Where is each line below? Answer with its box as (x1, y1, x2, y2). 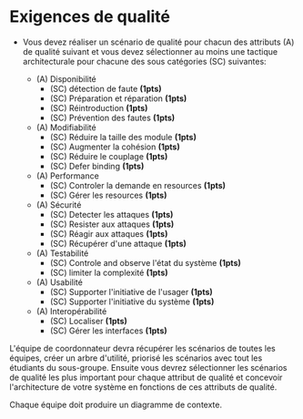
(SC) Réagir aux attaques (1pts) (49, 228, 168, 239)
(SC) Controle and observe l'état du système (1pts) (49, 257, 241, 268)
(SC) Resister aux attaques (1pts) (49, 219, 175, 230)
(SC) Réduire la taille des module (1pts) (49, 131, 197, 142)
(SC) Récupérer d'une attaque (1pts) (49, 238, 187, 249)
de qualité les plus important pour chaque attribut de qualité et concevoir (9, 372, 283, 383)
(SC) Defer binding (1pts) (49, 160, 145, 171)
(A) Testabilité (35, 248, 89, 259)
